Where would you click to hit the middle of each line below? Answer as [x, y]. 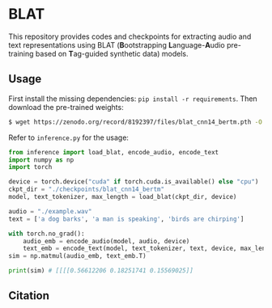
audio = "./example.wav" [50, 211]
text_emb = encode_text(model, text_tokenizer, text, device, [130, 249]
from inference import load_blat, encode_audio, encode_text [114, 152]
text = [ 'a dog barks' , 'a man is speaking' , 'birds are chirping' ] [126, 219]
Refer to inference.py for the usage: [69, 137]
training [21, 53]
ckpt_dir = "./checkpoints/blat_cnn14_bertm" [86, 190]
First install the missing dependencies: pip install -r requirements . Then [133, 99]
